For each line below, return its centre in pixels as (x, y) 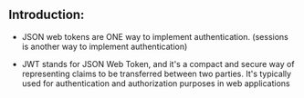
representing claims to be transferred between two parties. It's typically (157, 73)
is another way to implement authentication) (105, 46)
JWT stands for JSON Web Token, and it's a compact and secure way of (158, 64)
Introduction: (47, 15)
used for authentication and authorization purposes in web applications (156, 83)
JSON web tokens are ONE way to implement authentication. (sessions (155, 36)
